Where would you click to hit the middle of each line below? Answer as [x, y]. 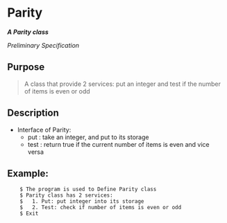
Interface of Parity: [44, 130]
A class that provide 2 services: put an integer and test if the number [122, 84]
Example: [28, 173]
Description [33, 113]
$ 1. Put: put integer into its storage [82, 202]
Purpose [26, 67]
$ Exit [29, 214]
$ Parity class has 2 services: [66, 195]
